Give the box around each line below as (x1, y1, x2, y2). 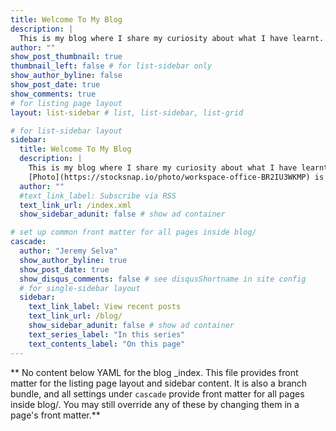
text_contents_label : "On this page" (28, 339, 186, 349)
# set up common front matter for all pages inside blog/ (10, 227, 257, 238)
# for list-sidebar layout (10, 126, 123, 136)
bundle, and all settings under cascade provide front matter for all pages (10, 387, 305, 400)
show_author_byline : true (19, 255, 128, 265)
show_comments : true (10, 89, 97, 99)
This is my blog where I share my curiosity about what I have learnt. (19, 33, 325, 43)
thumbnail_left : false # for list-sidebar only (10, 61, 213, 71)
